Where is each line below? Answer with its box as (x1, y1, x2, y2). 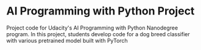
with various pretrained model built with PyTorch (6, 37, 128, 44)
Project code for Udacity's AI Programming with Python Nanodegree (6, 24, 178, 31)
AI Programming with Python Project (6, 4, 195, 18)
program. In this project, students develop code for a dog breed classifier (6, 30, 190, 37)
